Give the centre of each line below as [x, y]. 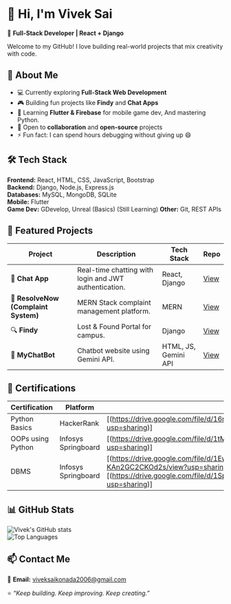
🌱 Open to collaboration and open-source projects [90, 127]
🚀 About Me [33, 75]
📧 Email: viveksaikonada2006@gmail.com [67, 579]
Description [116, 254]
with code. [22, 54]
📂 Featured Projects [50, 231]
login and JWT [100, 279]
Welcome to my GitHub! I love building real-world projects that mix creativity [115, 46]
